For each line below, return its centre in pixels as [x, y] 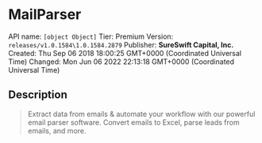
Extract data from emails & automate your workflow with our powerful [141, 114]
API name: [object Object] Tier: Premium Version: [91, 36]
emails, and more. [57, 130]
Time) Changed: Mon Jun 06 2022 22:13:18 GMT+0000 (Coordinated [121, 62]
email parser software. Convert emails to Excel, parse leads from [133, 122]
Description [38, 95]
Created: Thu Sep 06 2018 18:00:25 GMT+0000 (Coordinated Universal [125, 53]
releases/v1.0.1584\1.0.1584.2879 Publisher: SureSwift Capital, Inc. [121, 44]
